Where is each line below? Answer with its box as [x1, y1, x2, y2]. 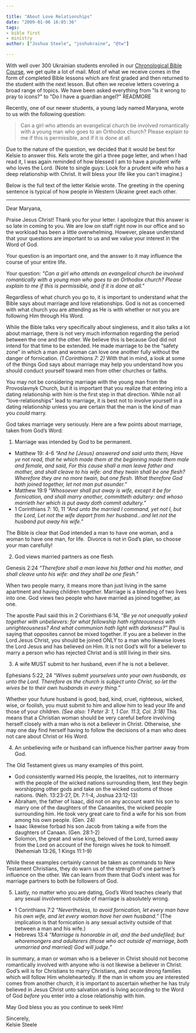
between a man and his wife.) [14, 925, 86, 932]
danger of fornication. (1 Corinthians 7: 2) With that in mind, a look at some [6, 355, 185, 361]
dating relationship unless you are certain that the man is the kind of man [6, 403, 181, 410]
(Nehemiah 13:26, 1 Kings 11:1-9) [14, 848, 92, 854]
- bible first [6, 30, 41, 36]
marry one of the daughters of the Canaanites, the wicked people [14, 804, 172, 811]
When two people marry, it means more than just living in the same [6, 582, 167, 589]
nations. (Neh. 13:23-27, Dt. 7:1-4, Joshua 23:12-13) [14, 792, 138, 799]
